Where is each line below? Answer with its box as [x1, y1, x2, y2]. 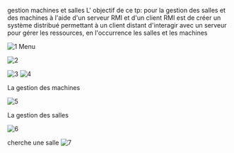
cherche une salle [7, 138, 59, 147]
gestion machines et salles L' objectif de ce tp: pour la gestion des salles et [7, 6, 226, 14]
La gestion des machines [7, 84, 81, 91]
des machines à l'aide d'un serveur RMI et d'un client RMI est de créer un [7, 13, 221, 22]
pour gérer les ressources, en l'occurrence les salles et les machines [7, 28, 208, 37]
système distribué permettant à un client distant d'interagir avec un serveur [7, 21, 228, 29]
